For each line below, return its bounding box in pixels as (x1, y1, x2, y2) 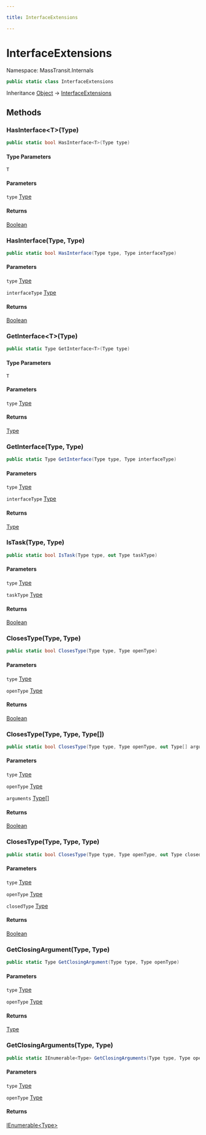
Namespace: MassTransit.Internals (6, 66, 94, 74)
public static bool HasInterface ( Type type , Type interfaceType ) (6, 250, 177, 256)
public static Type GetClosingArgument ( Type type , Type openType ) (6, 959, 180, 965)
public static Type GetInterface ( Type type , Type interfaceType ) (6, 456, 177, 462)
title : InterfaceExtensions (6, 14, 78, 20)
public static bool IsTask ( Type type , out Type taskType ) (6, 552, 158, 558)
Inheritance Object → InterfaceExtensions (6, 90, 112, 97)
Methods (6, 107, 42, 117)
